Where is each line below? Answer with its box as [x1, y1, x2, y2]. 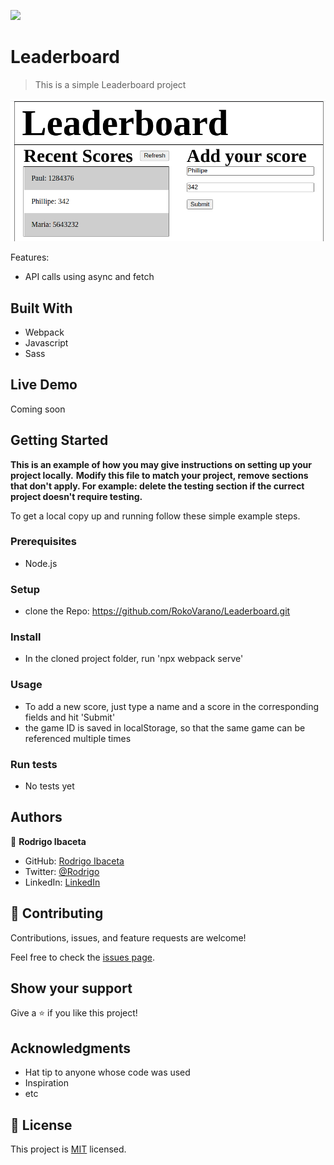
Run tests [10, 757, 58, 771]
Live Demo [10, 376, 78, 394]
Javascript [24, 336, 69, 349]
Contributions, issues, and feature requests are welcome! [10, 931, 247, 944]
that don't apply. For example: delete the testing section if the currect [10, 480, 305, 492]
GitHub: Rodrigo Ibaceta [24, 855, 125, 867]
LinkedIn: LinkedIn [24, 876, 101, 888]
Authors [10, 809, 63, 826]
